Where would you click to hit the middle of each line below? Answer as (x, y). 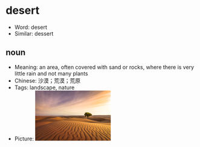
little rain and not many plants (51, 73)
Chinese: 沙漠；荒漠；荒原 (47, 80)
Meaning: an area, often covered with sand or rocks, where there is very (104, 67)
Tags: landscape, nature (44, 87)
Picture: (24, 139)
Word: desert (31, 27)
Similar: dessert (34, 33)
